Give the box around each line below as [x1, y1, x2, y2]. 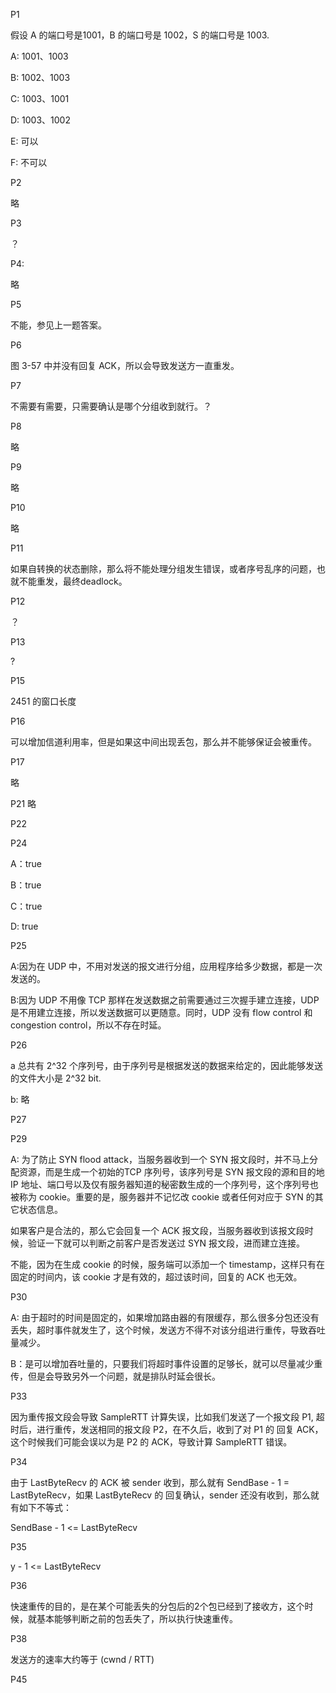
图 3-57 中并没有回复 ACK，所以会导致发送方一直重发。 [10, 360, 240, 371]
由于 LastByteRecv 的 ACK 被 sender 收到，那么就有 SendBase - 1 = [10, 1477, 290, 1488]
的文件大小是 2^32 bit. [10, 1072, 102, 1084]
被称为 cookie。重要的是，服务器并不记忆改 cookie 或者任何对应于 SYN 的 [10, 1191, 315, 1203]
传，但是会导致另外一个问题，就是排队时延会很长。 [10, 1370, 221, 1382]
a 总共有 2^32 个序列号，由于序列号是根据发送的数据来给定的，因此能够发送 [10, 1060, 323, 1071]
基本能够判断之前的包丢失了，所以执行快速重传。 [36, 1613, 238, 1624]
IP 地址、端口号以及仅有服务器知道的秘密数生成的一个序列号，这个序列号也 [10, 1179, 319, 1190]
